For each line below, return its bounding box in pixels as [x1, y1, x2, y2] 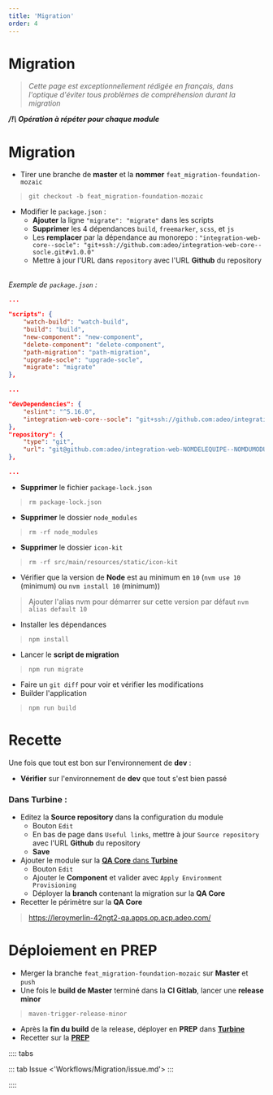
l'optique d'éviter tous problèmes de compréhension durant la [28, 90, 236, 100]
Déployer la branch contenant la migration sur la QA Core [32, 889, 226, 898]
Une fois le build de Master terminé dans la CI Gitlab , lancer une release [19, 985, 264, 996]
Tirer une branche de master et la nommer [19, 170, 165, 180]
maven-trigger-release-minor [28, 1010, 128, 1019]
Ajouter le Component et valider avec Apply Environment [32, 873, 223, 883]
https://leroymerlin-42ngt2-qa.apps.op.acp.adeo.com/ [28, 913, 211, 923]
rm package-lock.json [28, 498, 102, 506]
